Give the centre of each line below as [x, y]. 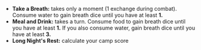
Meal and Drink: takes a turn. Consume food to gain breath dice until [99, 21]
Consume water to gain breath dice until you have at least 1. [87, 15]
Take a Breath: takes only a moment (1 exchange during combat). [94, 9]
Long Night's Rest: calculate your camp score [70, 41]
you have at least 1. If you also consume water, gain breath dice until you [104, 28]
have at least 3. [31, 34]
